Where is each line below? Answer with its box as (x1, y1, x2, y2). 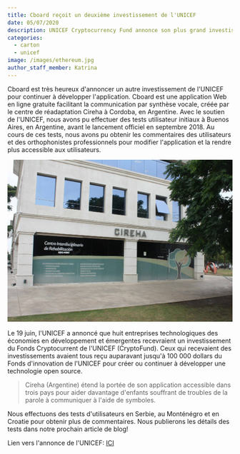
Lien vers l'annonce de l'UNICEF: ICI (7, 439, 114, 448)
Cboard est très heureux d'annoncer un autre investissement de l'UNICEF (7, 84, 224, 93)
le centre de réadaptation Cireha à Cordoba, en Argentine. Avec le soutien (7, 107, 225, 116)
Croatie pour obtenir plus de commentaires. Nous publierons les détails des (7, 418, 230, 426)
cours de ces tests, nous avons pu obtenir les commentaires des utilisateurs (7, 130, 231, 138)
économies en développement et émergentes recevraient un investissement (7, 336, 231, 345)
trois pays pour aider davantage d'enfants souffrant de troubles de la (24, 388, 229, 397)
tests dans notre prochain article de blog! (7, 425, 129, 433)
